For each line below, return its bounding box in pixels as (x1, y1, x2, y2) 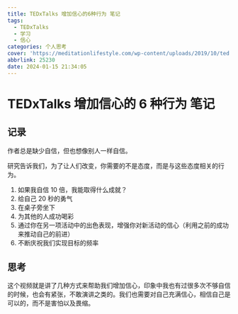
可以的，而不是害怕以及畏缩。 (7, 299, 94, 308)
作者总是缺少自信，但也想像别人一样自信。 (7, 146, 132, 155)
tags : (7, 17, 23, 24)
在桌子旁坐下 (17, 203, 55, 211)
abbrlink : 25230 (7, 57, 55, 64)
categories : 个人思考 (7, 43, 67, 50)
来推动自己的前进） (17, 230, 74, 238)
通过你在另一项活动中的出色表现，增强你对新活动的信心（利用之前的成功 (17, 220, 229, 229)
